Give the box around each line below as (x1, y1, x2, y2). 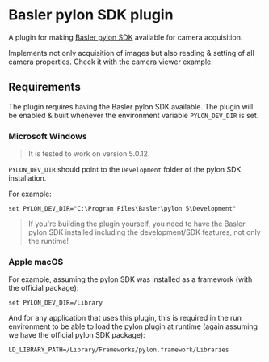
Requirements (8, 80, 81, 94)
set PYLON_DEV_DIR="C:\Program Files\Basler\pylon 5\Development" (8, 205, 237, 213)
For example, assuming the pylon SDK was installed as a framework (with (8, 275, 253, 284)
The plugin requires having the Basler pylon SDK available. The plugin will (8, 101, 254, 111)
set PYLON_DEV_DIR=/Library (8, 299, 103, 307)
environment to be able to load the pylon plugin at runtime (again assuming (8, 322, 258, 331)
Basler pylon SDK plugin (8, 6, 174, 24)
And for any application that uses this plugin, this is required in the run (8, 313, 242, 323)
